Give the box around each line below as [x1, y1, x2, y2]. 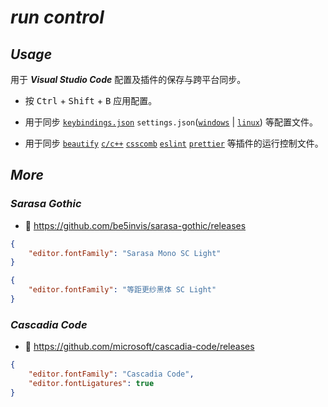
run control [10, 6, 105, 29]
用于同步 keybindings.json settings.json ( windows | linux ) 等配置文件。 [24, 116, 318, 128]
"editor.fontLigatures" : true [28, 378, 155, 388]
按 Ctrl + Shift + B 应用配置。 [24, 95, 158, 106]
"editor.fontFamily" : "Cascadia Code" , [28, 369, 195, 380]
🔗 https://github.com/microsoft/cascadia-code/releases [24, 341, 255, 353]
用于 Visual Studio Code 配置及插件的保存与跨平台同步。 [10, 74, 247, 85]
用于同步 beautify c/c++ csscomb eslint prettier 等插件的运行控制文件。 [24, 137, 324, 149]
